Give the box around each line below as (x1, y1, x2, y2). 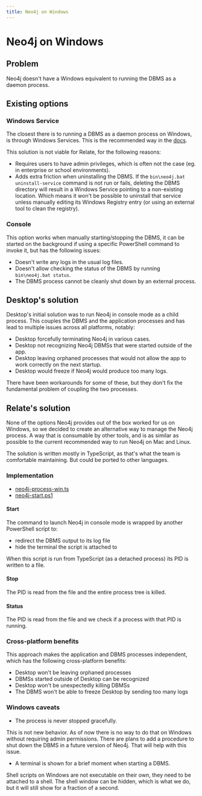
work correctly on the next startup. (14, 361, 102, 368)
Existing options (6, 99, 69, 109)
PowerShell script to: (6, 525, 58, 532)
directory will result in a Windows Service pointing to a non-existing (14, 186, 183, 193)
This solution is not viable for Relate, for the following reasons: (6, 148, 162, 156)
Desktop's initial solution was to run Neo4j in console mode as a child (6, 311, 179, 318)
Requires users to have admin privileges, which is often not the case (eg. (14, 160, 196, 168)
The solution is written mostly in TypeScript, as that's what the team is (6, 450, 181, 457)
